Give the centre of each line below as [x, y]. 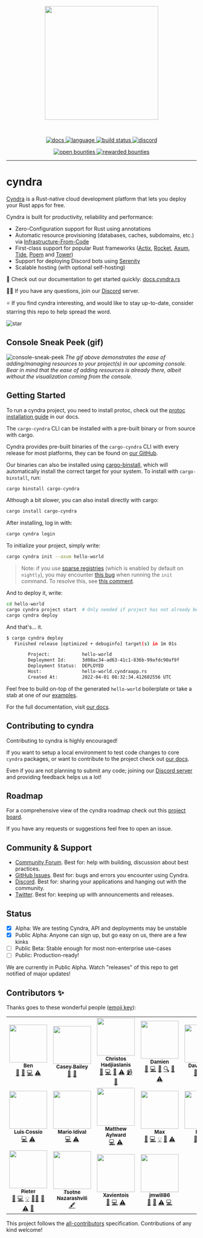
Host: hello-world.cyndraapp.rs [88, 672]
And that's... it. [24, 627]
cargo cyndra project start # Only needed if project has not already [98, 609]
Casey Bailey [72, 1067]
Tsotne [72, 1192]
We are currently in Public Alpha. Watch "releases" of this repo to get [92, 968]
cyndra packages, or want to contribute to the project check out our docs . [98, 758]
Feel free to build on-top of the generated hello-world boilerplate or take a [99, 689]
